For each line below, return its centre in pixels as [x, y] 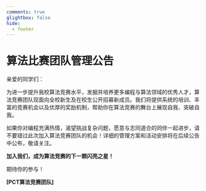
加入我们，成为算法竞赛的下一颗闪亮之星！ [60, 156]
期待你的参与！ [25, 169]
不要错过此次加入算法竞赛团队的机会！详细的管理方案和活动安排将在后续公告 [103, 135]
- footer [23, 29]
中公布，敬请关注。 [31, 143]
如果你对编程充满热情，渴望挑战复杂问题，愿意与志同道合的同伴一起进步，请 [103, 128]
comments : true [26, 12]
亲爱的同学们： [25, 79]
